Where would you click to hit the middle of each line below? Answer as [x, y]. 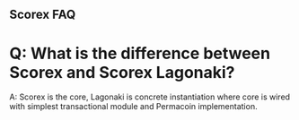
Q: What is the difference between [140, 53]
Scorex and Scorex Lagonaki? [122, 72]
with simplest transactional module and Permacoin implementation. [133, 107]
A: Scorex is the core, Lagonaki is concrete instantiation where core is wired [149, 97]
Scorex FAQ [43, 15]
